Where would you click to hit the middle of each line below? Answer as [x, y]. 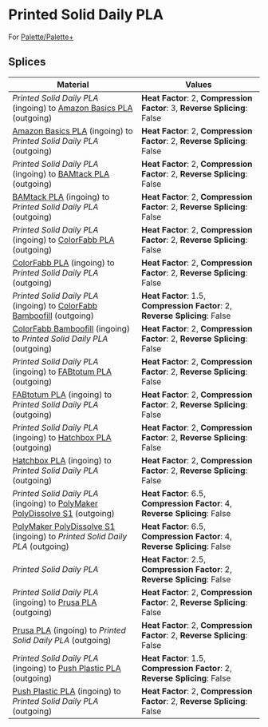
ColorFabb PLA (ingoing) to [63, 263]
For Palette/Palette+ [41, 37]
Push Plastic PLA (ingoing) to [67, 691]
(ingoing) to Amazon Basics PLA [73, 108]
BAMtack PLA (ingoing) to [61, 197]
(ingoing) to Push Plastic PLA [67, 668]
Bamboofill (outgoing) [53, 316]
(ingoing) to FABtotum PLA [62, 371]
